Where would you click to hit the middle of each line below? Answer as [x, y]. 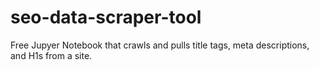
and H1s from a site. [51, 55]
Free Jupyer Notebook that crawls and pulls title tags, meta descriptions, [160, 45]
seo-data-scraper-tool [106, 17]
